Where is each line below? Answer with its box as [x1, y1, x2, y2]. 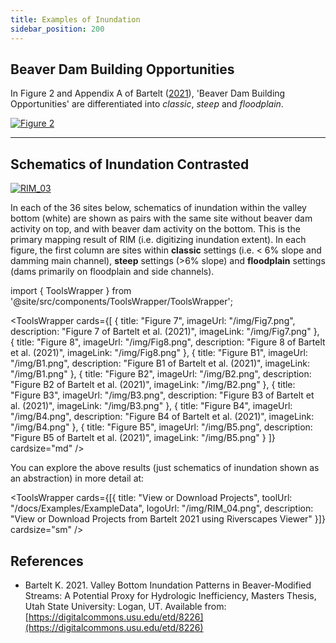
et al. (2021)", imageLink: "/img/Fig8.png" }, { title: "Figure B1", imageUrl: [10, 347, 308, 359]
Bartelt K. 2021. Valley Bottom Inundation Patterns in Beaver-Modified [24, 579, 312, 591]
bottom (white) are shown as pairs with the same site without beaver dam [10, 212, 313, 225]
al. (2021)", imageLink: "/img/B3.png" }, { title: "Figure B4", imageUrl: [10, 400, 293, 412]
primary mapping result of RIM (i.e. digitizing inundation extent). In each [10, 234, 307, 246]
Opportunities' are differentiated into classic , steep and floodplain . [10, 98, 284, 110]
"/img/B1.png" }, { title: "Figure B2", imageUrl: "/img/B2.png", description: [10, 368, 312, 380]
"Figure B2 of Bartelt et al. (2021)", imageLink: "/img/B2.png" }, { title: [10, 379, 296, 391]
